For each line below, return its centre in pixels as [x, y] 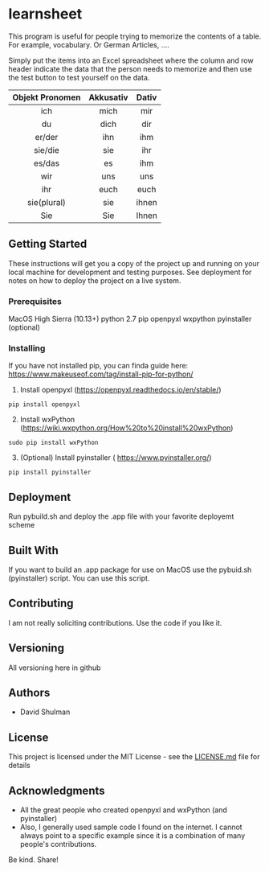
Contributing [41, 604]
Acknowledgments [57, 790]
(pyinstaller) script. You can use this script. [79, 578]
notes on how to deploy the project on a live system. [95, 280]
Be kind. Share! [33, 860]
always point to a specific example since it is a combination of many [132, 836]
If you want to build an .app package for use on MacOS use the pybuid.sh [130, 569]
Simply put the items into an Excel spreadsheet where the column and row [131, 60]
